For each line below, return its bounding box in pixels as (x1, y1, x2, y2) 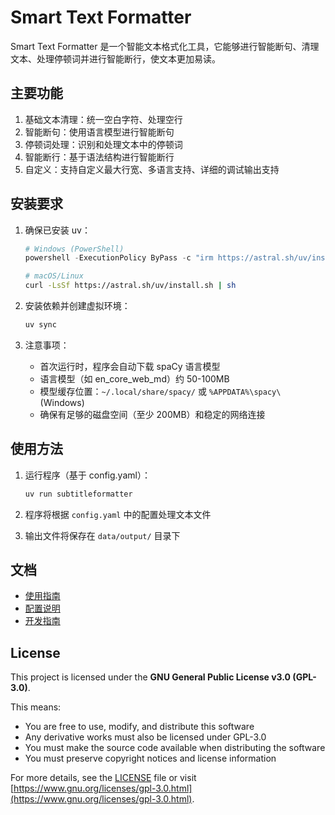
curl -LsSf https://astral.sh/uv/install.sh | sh (24, 281, 237, 291)
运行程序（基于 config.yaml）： (24, 469, 151, 481)
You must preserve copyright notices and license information (24, 752, 277, 765)
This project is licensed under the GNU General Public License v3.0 (10, 671, 292, 683)
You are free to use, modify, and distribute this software (24, 721, 255, 733)
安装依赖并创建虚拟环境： (24, 300, 131, 312)
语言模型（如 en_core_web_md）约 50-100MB (39, 372, 230, 385)
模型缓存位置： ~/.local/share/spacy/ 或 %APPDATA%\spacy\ (39, 385, 282, 397)
